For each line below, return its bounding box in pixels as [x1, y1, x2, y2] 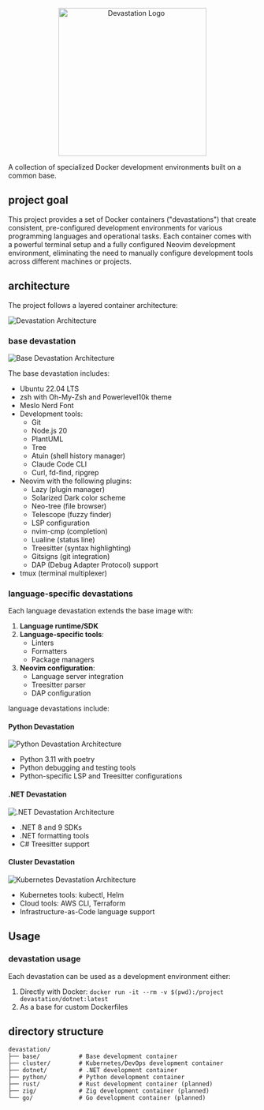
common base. [8, 171, 57, 180]
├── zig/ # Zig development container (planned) [8, 1087, 210, 1095]
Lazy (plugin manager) [31, 484, 105, 493]
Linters [31, 638, 54, 647]
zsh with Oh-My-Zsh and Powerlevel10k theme [19, 392, 172, 402]
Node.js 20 [31, 426, 68, 435]
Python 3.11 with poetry [19, 755, 95, 764]
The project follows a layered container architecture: [8, 300, 179, 309]
